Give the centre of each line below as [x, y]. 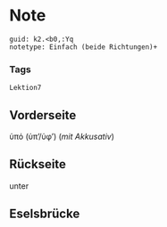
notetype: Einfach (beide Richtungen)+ [83, 47]
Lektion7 [25, 88]
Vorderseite [43, 115]
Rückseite [38, 164]
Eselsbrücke [45, 214]
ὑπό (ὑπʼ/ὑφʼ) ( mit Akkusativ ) [62, 137]
